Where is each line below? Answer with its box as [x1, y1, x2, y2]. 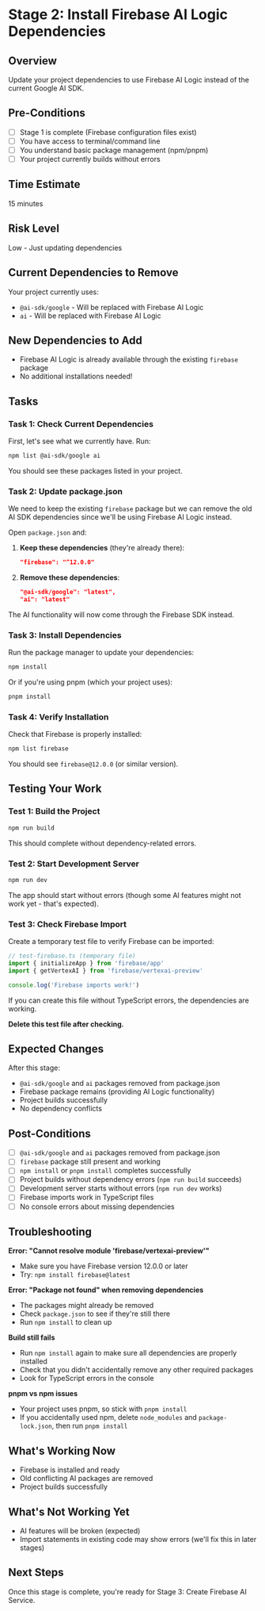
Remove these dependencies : [19, 573, 120, 582]
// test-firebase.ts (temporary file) [8, 952, 136, 961]
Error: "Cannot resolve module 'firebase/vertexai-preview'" [8, 1246, 210, 1256]
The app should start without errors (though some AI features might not [8, 890, 241, 899]
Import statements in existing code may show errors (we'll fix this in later [19, 1535, 257, 1544]
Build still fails [8, 1333, 55, 1342]
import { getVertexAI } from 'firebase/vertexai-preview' [8, 966, 203, 975]
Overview [8, 54, 58, 67]
